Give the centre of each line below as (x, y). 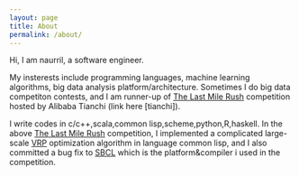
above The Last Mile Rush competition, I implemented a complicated (136, 134)
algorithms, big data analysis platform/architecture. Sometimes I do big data (150, 88)
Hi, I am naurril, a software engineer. (77, 60)
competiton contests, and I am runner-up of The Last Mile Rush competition (150, 97)
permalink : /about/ (46, 34)
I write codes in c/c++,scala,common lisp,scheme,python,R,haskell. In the (146, 124)
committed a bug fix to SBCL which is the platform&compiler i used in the (145, 153)
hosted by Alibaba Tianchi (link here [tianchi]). (95, 107)
